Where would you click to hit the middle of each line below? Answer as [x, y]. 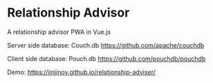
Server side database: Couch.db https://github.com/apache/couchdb [106, 45]
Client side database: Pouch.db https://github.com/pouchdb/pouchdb [106, 58]
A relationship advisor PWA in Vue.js [59, 32]
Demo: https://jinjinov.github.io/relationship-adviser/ [81, 72]
